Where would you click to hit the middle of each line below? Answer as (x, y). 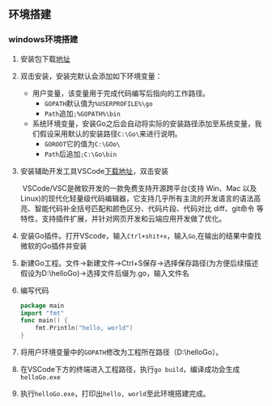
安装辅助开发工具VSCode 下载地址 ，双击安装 (94, 171)
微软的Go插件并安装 (53, 246)
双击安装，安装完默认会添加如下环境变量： (91, 76)
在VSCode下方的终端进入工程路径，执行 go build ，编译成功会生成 (130, 370)
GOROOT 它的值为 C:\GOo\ (82, 143)
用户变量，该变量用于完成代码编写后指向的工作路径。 (121, 93)
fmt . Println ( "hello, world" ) (84, 328)
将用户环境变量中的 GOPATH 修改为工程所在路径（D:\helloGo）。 (121, 352)
